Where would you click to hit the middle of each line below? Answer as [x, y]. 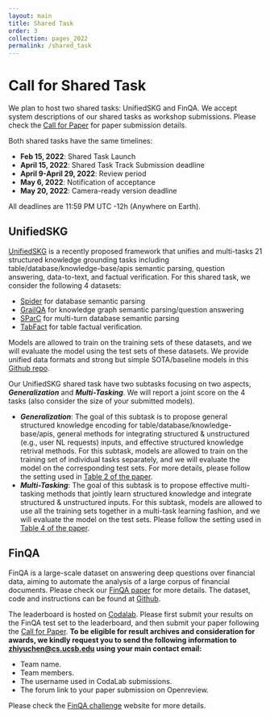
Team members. [47, 672]
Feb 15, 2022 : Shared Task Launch [78, 157]
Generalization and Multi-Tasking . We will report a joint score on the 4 [127, 392]
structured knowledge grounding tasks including [89, 260]
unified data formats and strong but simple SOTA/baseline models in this [129, 359]
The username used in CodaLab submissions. [96, 681]
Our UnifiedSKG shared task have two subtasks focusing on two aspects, [130, 383]
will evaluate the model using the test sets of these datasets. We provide [129, 351]
